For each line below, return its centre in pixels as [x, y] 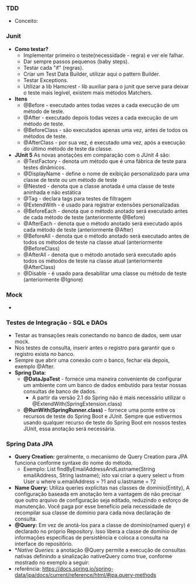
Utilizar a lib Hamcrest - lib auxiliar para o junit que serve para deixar [106, 86]
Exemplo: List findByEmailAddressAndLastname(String [89, 469]
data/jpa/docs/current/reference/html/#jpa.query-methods [85, 575]
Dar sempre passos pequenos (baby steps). [76, 61]
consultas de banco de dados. [60, 392]
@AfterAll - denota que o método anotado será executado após [100, 254]
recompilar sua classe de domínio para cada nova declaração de [92, 513]
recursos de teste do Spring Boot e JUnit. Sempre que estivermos [103, 416]
